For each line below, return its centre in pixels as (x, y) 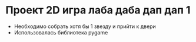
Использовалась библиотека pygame (61, 32)
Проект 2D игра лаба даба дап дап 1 (98, 10)
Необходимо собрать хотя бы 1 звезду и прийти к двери (85, 26)
